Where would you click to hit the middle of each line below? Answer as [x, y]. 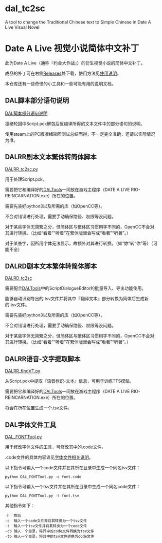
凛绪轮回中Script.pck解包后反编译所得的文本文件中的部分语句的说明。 [75, 124]
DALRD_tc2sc [19, 278]
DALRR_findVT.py [23, 371]
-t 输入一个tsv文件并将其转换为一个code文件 [46, 526]
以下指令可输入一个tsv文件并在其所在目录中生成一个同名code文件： [73, 486]
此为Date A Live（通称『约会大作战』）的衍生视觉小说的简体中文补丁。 [75, 63]
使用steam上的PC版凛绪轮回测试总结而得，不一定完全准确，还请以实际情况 [80, 134]
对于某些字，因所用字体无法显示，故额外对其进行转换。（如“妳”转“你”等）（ [79, 243]
